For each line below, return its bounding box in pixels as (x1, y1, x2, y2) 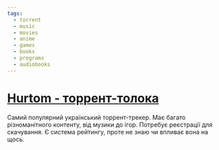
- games (13, 42, 36, 49)
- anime (13, 36, 36, 42)
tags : (7, 10, 23, 17)
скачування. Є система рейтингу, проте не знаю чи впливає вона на (7, 127, 209, 136)
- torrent (13, 16, 41, 23)
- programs (13, 55, 45, 62)
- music (13, 23, 36, 29)
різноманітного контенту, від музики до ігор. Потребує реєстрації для (7, 121, 213, 129)
